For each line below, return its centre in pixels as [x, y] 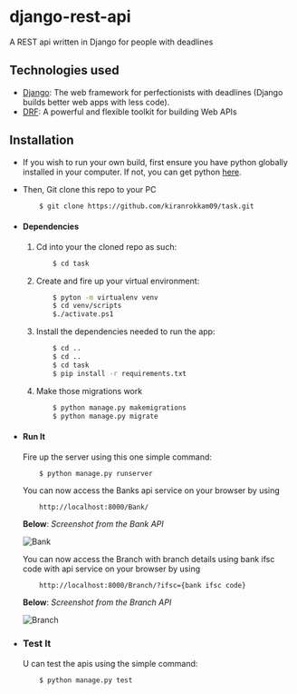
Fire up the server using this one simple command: [117, 457]
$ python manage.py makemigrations [120, 407]
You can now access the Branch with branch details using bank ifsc [148, 560]
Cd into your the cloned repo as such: [106, 246]
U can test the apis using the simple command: [110, 663]
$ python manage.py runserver [96, 473]
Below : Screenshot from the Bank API [93, 524]
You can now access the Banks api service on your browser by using [151, 491]
